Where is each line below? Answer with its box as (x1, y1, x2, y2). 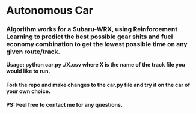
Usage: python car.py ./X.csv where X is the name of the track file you (6, 61, 185, 68)
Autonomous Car (6, 4, 93, 17)
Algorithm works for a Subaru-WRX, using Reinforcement (6, 25, 178, 34)
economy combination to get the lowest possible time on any (6, 40, 188, 49)
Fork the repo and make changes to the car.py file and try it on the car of (6, 82, 191, 89)
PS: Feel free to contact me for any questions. (6, 101, 123, 108)
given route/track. (6, 47, 61, 56)
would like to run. (6, 67, 51, 75)
